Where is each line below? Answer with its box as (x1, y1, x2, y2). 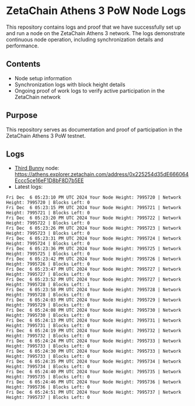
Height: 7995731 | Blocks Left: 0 (6, 323, 90, 329)
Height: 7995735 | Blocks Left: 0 (6, 374, 90, 380)
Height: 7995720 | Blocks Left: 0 (6, 200, 90, 206)
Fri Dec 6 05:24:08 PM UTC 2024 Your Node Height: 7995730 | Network (6, 308, 182, 313)
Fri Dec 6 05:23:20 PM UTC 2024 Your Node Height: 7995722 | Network (6, 215, 182, 221)
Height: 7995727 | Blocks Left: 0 (6, 271, 90, 278)
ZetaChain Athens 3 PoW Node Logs (6, 4, 186, 18)
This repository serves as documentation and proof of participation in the (6, 126, 183, 133)
